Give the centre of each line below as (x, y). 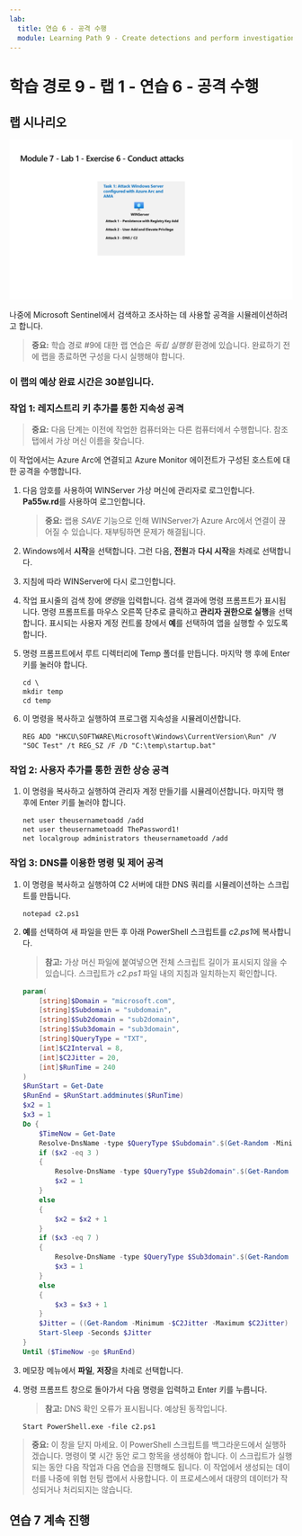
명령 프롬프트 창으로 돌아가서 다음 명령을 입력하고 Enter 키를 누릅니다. (145, 1389)
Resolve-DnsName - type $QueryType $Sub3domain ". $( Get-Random (172, 1257)
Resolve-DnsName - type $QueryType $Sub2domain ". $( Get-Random (172, 1172)
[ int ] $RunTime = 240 (77, 1067)
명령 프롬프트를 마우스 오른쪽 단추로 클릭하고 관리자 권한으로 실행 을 (159, 612)
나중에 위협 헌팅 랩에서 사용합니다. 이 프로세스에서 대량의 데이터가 (163, 1478)
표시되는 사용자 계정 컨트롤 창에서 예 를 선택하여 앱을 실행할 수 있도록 (169, 623)
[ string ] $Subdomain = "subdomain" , (106, 1011)
